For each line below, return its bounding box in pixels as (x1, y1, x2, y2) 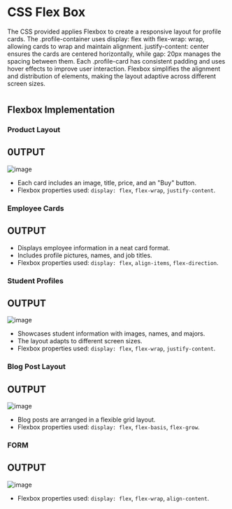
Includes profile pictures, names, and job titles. (17, 251, 152, 259)
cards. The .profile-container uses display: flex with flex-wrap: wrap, (7, 34, 205, 43)
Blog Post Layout (7, 361, 66, 371)
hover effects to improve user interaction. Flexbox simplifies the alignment (7, 64, 221, 73)
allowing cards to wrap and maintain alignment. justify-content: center (7, 42, 209, 50)
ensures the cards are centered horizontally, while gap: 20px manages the (7, 50, 222, 58)
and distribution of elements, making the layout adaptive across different (7, 71, 217, 80)
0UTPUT (7, 146, 45, 158)
